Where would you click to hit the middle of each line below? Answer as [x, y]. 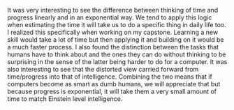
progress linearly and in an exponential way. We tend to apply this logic [110, 17]
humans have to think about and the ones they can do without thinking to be [117, 54]
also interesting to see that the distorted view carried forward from [103, 69]
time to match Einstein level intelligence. [65, 99]
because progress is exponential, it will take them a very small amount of [112, 91]
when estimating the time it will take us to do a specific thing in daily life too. [117, 25]
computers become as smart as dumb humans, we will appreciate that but [114, 84]
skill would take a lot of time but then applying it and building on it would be [116, 40]
